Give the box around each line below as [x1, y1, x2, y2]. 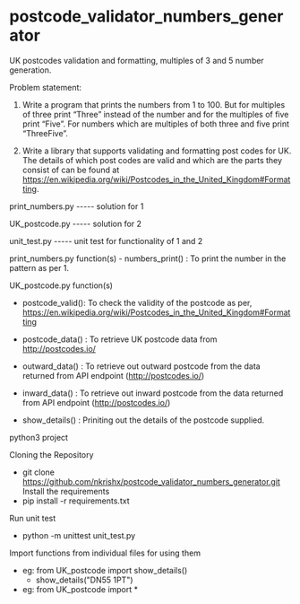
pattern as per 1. [9, 262, 70, 273]
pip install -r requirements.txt [21, 495, 130, 506]
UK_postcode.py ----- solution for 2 [9, 218, 141, 229]
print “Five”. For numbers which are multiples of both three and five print [21, 118, 289, 129]
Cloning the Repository [9, 449, 94, 460]
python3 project [9, 432, 69, 442]
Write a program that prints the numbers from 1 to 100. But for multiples [21, 99, 286, 109]
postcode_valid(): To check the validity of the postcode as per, [21, 297, 253, 308]
